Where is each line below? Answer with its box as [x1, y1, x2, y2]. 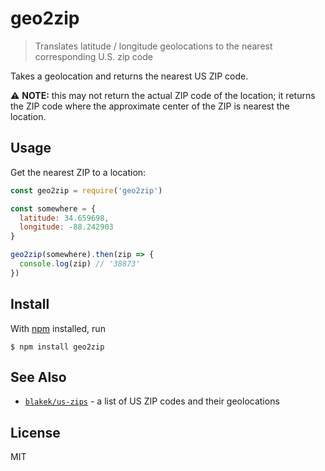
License [10, 424, 61, 441]
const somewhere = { [10, 203, 97, 214]
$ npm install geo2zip [10, 342, 105, 352]
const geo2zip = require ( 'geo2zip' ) [10, 185, 163, 196]
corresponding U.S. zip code [34, 50, 153, 62]
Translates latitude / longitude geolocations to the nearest [34, 40, 273, 52]
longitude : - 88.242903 [19, 222, 114, 232]
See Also [10, 368, 67, 386]
